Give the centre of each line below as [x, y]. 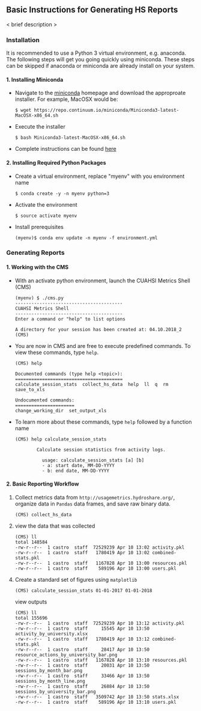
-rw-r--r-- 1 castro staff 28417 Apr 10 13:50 [82, 649]
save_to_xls [30, 389]
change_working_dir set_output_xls [61, 410]
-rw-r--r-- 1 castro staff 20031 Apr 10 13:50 [82, 665]
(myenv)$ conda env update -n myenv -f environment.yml [86, 238]
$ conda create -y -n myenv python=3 [62, 194]
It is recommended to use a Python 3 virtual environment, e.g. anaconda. [96, 53]
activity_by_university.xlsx [51, 633]
